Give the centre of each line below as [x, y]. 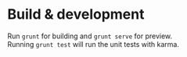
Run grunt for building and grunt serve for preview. [90, 36]
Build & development [76, 14]
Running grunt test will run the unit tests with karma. [93, 44]
